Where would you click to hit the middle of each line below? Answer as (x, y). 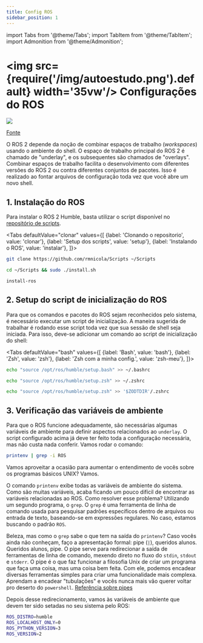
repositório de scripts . (34, 223)
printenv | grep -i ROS (36, 456)
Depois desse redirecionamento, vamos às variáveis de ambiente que (93, 599)
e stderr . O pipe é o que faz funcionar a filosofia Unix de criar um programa (101, 562)
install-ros (21, 281)
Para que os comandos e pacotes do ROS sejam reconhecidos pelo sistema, (101, 315)
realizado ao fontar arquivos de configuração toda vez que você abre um (98, 177)
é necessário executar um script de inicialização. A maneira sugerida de (96, 321)
